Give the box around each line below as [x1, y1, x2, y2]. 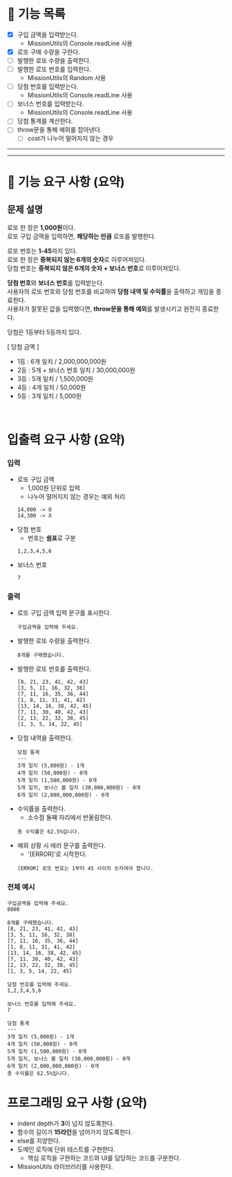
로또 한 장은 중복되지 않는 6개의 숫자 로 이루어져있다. [7, 255, 147, 263]
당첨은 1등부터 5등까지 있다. [7, 327, 81, 336]
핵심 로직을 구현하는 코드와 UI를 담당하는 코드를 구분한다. [27, 1154, 182, 1162]
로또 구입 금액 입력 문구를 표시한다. [17, 609, 112, 617]
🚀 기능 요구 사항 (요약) [7, 174, 126, 190]
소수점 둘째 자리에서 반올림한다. [27, 813, 113, 822]
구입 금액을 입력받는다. [17, 30, 79, 39]
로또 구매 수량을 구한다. [17, 48, 81, 56]
